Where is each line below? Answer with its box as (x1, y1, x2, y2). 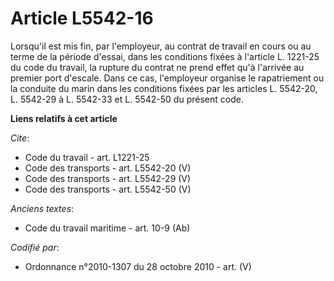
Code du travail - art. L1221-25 (24, 151, 150, 163)
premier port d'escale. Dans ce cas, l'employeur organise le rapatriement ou (10, 72, 325, 84)
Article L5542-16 (10, 7, 154, 30)
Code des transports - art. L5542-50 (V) (24, 183, 192, 195)
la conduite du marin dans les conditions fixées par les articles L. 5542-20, (10, 82, 318, 94)
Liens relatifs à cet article (10, 112, 118, 124)
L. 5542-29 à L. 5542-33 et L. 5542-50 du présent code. (10, 93, 244, 105)
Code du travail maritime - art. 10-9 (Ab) (24, 222, 191, 234)
